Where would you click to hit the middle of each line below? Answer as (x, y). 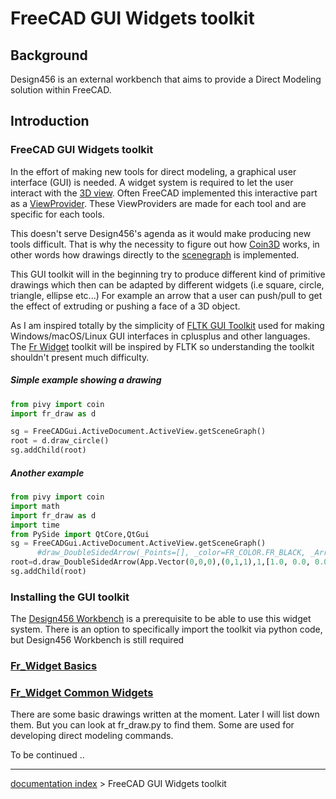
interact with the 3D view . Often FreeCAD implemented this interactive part (164, 193)
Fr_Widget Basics (54, 666)
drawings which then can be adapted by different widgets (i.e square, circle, (167, 284)
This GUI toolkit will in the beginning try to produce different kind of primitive (168, 274)
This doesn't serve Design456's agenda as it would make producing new (161, 233)
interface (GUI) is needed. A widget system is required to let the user (152, 182)
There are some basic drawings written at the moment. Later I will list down (165, 714)
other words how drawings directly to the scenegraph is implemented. (155, 254)
